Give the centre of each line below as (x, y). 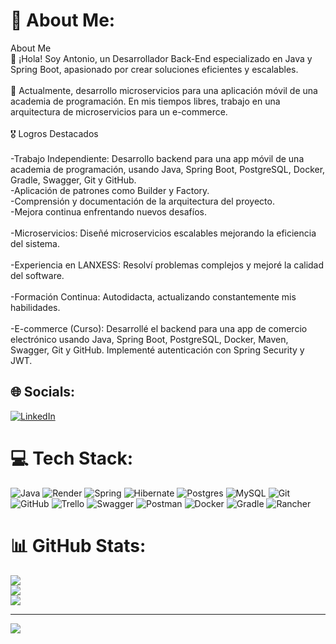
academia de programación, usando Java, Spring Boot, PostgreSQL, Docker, (168, 169)
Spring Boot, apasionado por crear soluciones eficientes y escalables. (154, 69)
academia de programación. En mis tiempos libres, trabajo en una (145, 101)
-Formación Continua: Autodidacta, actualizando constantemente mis (153, 296)
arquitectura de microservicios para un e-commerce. (119, 111)
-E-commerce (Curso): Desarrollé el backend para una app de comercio (159, 328)
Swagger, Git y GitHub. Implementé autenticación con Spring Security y (157, 350)
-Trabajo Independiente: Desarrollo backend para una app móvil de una (157, 158)
